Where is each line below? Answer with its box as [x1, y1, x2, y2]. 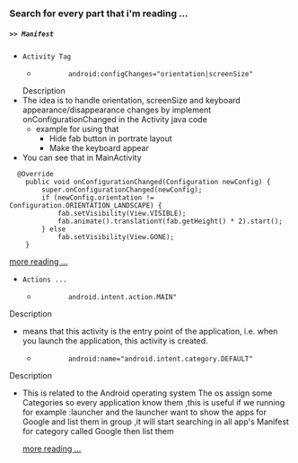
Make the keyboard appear [48, 142, 150, 153]
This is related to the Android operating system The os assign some [22, 387, 273, 398]
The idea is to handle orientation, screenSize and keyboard [22, 94, 241, 105]
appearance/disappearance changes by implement [22, 104, 212, 115]
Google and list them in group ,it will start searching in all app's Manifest [22, 416, 290, 427]
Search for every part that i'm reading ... [9, 7, 188, 20]
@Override [17, 169, 54, 178]
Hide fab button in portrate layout [48, 133, 172, 144]
